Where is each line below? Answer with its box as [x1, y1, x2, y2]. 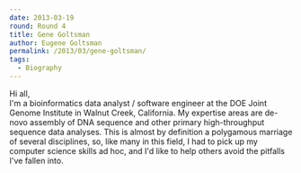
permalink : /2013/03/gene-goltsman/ [9, 47, 146, 56]
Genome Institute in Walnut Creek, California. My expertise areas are [9, 107, 263, 118]
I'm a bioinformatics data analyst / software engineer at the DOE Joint [9, 97, 268, 108]
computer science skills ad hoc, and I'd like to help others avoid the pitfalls [9, 145, 286, 156]
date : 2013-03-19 [9, 13, 75, 23]
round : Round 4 [9, 22, 66, 31]
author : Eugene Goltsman [9, 38, 102, 48]
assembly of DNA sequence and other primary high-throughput [30, 116, 265, 127]
